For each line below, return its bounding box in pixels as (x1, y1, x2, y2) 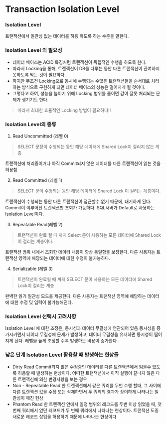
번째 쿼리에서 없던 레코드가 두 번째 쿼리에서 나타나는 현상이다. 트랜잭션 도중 (12, 407, 159, 413)
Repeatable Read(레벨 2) (12, 222, 63, 228)
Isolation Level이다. (5, 211, 44, 217)
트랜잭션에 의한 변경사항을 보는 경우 (17, 376, 87, 382)
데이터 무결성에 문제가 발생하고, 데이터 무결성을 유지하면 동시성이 (26, 331, 153, 337)
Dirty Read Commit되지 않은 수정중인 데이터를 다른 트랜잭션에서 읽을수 (12, 364, 151, 370)
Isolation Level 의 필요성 (5, 47, 62, 54)
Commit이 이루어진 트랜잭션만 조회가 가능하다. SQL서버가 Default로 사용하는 (5, 205, 155, 211)
